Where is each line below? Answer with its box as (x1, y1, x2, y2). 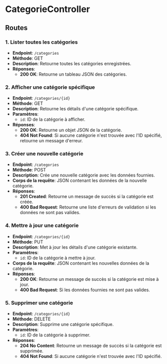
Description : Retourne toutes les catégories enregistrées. (12, 60, 131, 66)
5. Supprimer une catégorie (5, 299, 73, 306)
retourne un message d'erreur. (19, 138, 83, 144)
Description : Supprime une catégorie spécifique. (12, 321, 114, 327)
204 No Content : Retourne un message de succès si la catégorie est (19, 342, 162, 349)
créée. (19, 199, 33, 205)
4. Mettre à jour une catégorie (5, 222, 79, 229)
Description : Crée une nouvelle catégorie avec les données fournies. (12, 172, 155, 178)
